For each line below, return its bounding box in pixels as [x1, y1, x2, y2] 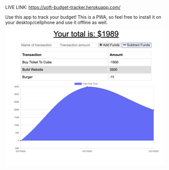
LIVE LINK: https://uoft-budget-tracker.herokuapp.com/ [5, 5, 121, 10]
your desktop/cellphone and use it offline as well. [5, 20, 108, 25]
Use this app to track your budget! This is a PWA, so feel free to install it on [5, 14, 162, 20]
